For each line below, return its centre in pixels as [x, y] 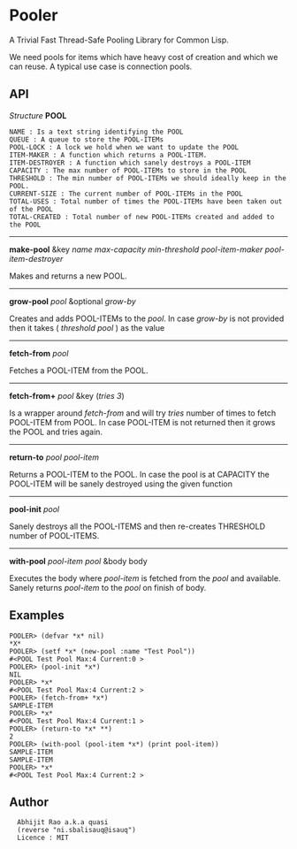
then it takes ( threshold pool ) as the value [87, 327]
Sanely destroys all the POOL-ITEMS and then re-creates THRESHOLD [137, 526]
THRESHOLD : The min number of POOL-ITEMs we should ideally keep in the [148, 178]
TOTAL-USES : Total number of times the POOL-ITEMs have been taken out [146, 201]
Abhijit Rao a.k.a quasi [63, 822]
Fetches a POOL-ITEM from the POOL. [79, 370]
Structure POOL [38, 115]
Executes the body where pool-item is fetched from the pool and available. [145, 578]
